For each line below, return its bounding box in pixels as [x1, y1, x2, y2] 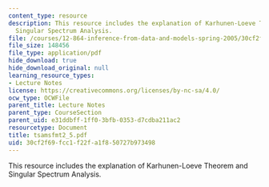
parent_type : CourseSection [8, 109, 102, 117]
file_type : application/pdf [8, 49, 102, 57]
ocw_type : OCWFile [8, 94, 70, 102]
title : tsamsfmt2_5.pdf [8, 131, 88, 139]
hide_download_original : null [8, 64, 110, 72]
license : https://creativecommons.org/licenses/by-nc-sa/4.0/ [8, 86, 220, 95]
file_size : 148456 [8, 42, 70, 50]
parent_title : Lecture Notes [8, 101, 106, 109]
